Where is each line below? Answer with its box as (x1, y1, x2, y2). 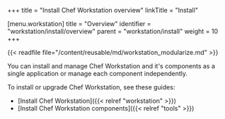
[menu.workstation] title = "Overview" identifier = (7, 20, 151, 27)
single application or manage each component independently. (7, 70, 187, 77)
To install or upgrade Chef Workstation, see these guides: (7, 83, 175, 91)
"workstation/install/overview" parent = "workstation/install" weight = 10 (7, 27, 219, 35)
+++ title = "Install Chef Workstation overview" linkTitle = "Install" (7, 6, 198, 14)
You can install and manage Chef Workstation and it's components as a (7, 62, 216, 70)
